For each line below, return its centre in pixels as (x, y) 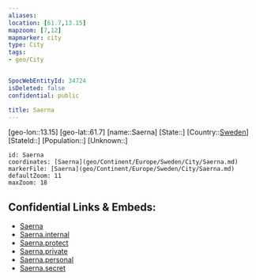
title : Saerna (32, 110)
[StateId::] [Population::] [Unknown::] (68, 141)
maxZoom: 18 (28, 183)
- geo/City (26, 60)
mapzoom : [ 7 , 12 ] (35, 30)
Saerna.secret (42, 268)
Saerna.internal (44, 235)
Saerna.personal (46, 260)
